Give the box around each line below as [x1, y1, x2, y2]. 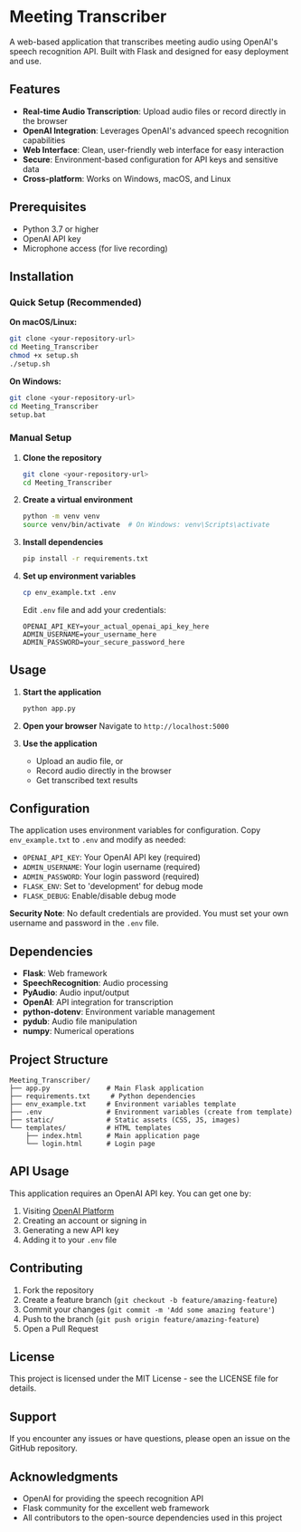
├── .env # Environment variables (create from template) [9, 1107, 294, 1117]
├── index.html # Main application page [25, 1132, 201, 1141]
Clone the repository [22, 452, 102, 463]
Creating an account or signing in [22, 1215, 147, 1226]
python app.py [22, 704, 76, 713]
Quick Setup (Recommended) [9, 296, 142, 309]
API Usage [9, 1163, 70, 1179]
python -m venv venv [22, 512, 100, 522]
